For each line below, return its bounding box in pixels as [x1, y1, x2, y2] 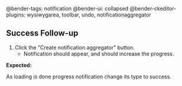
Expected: [6, 61, 32, 68]
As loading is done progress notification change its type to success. [6, 73, 171, 80]
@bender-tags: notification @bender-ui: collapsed [6, 5, 129, 12]
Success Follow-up [6, 28, 79, 38]
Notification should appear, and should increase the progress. [23, 50, 174, 57]
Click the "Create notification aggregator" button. [14, 44, 135, 51]
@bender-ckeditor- [129, 5, 177, 12]
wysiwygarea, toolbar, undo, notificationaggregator [26, 11, 152, 18]
